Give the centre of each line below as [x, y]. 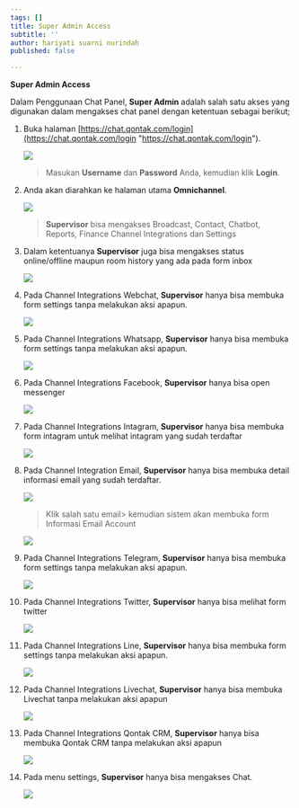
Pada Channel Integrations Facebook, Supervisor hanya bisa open [146, 383]
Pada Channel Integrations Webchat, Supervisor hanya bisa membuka [154, 295]
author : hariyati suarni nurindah [75, 43]
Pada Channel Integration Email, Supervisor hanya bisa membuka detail [156, 471]
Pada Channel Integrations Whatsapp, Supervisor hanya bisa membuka [156, 339]
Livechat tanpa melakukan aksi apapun [96, 699]
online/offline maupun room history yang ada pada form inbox [138, 261]
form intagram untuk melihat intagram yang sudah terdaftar [133, 436]
